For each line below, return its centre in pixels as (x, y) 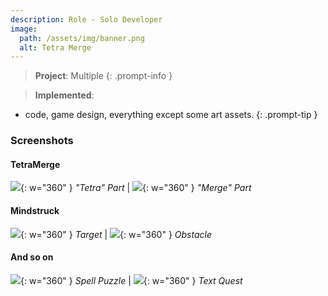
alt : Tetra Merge (55, 47)
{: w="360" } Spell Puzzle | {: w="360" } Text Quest (131, 280)
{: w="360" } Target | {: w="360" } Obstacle (116, 234)
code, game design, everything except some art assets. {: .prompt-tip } (171, 115)
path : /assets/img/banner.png (82, 38)
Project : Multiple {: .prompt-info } (103, 76)
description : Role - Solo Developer (86, 19)
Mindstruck (35, 210)
